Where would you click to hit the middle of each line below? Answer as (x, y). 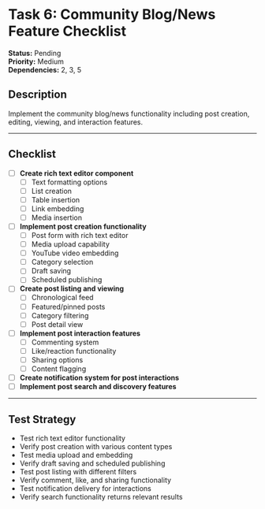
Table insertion (56, 199)
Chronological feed (62, 298)
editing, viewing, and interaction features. (76, 122)
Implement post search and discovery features (98, 387)
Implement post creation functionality (83, 226)
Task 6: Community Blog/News (112, 15)
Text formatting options (69, 182)
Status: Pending (35, 53)
